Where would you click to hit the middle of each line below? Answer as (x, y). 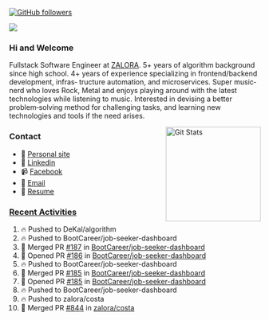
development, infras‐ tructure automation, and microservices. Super (121, 82)
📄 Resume (37, 191)
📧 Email (33, 182)
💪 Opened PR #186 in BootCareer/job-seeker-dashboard (113, 256)
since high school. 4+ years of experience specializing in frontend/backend (133, 74)
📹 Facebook (42, 171)
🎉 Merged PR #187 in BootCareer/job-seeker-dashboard (113, 247)
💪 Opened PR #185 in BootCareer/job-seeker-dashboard (113, 281)
